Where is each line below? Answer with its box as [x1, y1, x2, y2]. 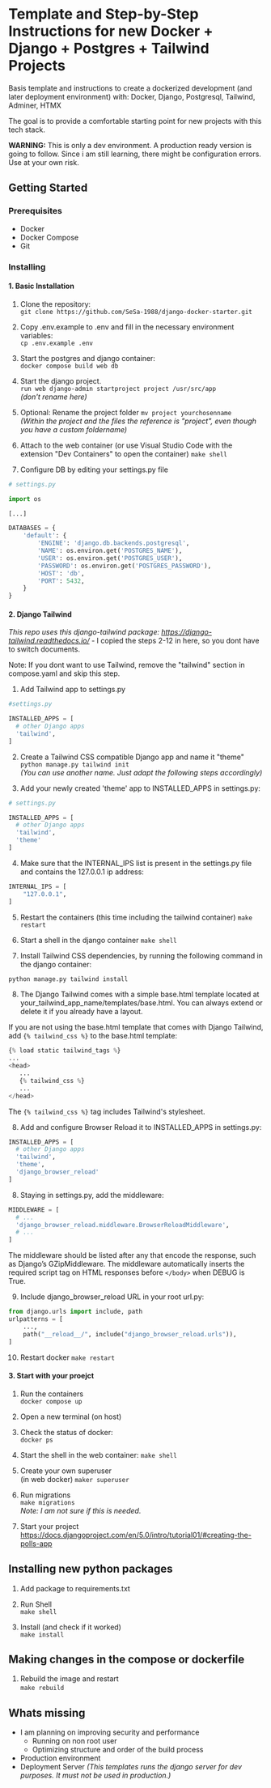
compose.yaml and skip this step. [8, 669, 121, 678]
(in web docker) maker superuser [19, 1474, 129, 1484]
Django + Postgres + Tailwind [8, 40, 210, 57]
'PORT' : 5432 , [37, 576, 85, 585]
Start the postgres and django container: [19, 353, 156, 363]
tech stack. [8, 125, 46, 134]
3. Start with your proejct [8, 1371, 95, 1381]
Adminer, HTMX [8, 100, 62, 110]
